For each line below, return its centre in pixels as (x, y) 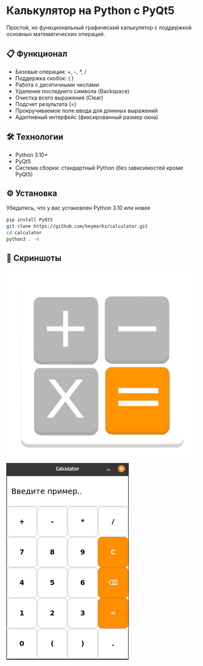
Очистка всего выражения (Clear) (59, 98)
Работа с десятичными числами (57, 84)
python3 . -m (23, 239)
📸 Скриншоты (34, 258)
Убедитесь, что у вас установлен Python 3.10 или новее (78, 208)
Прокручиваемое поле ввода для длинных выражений (86, 110)
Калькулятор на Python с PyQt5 (91, 11)
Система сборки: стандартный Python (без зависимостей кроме (99, 168)
